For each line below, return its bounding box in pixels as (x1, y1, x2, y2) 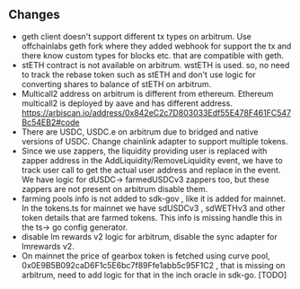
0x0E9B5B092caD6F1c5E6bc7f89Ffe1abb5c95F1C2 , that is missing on (21, 259, 286, 270)
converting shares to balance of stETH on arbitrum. (21, 78, 212, 89)
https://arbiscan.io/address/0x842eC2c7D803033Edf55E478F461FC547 (21, 107, 292, 118)
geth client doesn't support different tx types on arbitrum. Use (21, 31, 252, 41)
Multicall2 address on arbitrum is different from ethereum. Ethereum (21, 88, 274, 99)
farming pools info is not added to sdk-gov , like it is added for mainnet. (21, 193, 287, 204)
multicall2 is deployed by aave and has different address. (21, 98, 233, 109)
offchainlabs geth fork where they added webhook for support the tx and (21, 40, 292, 51)
